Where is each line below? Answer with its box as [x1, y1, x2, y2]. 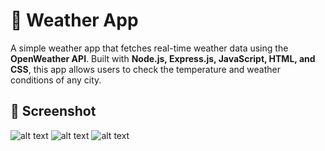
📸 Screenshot [10, 103, 97, 120]
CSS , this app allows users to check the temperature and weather [10, 63, 282, 75]
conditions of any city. [10, 74, 102, 86]
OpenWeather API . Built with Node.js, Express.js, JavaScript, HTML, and [10, 52, 316, 64]
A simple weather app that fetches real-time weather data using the [10, 42, 289, 54]
